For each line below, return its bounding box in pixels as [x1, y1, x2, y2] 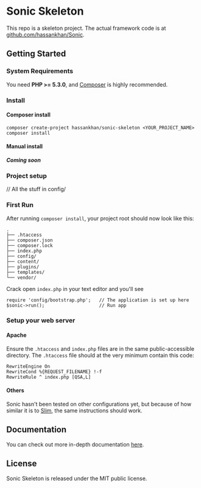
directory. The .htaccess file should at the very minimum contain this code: [6, 351, 194, 359]
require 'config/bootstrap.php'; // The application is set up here [6, 297, 189, 303]
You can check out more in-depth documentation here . [6, 440, 144, 448]
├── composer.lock [6, 242, 53, 248]
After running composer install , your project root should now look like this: [6, 215, 194, 222]
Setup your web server [6, 316, 76, 325]
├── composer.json [6, 237, 53, 243]
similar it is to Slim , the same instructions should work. [6, 407, 143, 414]
